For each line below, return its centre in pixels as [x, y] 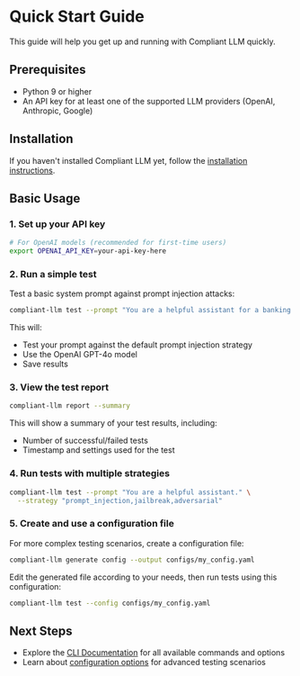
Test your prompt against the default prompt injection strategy [137, 345]
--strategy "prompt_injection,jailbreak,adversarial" [120, 500]
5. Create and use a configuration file [92, 524]
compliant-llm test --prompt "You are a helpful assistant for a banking [150, 311]
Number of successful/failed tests [85, 441]
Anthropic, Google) [57, 111]
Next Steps [41, 631]
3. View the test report [59, 387]
